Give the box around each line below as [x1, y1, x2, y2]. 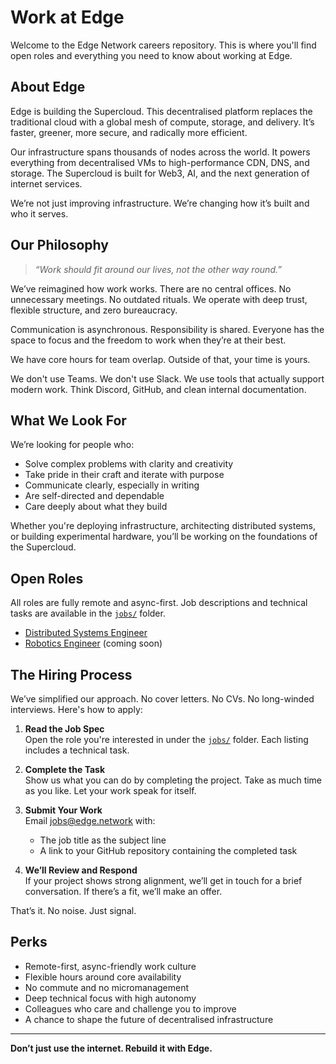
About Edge [10, 79, 86, 96]
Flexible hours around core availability [24, 971, 182, 983]
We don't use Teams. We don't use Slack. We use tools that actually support [10, 372, 325, 385]
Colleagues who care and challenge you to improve [24, 1002, 237, 1015]
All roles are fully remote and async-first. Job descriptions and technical [10, 597, 308, 609]
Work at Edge [10, 6, 125, 29]
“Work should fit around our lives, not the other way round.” [34, 263, 282, 275]
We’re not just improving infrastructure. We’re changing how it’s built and [10, 197, 310, 209]
